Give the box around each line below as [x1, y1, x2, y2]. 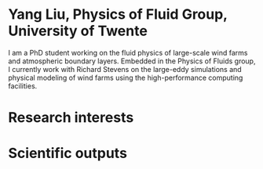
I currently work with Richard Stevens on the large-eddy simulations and [8, 64, 242, 74]
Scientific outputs [8, 145, 128, 162]
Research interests [8, 109, 134, 127]
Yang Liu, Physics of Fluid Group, [8, 5, 228, 23]
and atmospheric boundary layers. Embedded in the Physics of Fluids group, [8, 56, 256, 66]
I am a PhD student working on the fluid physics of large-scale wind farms [8, 48, 248, 57]
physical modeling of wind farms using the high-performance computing [8, 73, 243, 82]
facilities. [8, 81, 38, 91]
